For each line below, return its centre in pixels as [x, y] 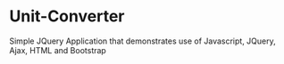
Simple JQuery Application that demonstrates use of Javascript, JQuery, [143, 41]
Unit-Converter [67, 16]
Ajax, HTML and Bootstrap [58, 50]
